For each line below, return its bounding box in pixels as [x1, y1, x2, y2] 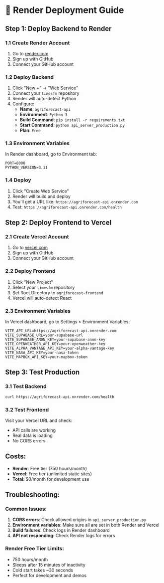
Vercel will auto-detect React [12, 295, 72, 301]
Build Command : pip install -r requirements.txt [19, 117, 125, 123]
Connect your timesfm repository [12, 90, 80, 96]
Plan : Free [19, 127, 41, 134]
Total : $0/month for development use [12, 476, 89, 482]
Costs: [5, 452, 26, 461]
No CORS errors [12, 437, 46, 443]
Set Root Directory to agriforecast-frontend [12, 289, 103, 296]
